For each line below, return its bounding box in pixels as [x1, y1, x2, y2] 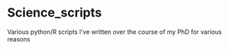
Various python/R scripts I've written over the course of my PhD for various [7, 28, 222, 36]
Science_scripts [7, 5, 102, 21]
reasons [7, 35, 31, 43]
